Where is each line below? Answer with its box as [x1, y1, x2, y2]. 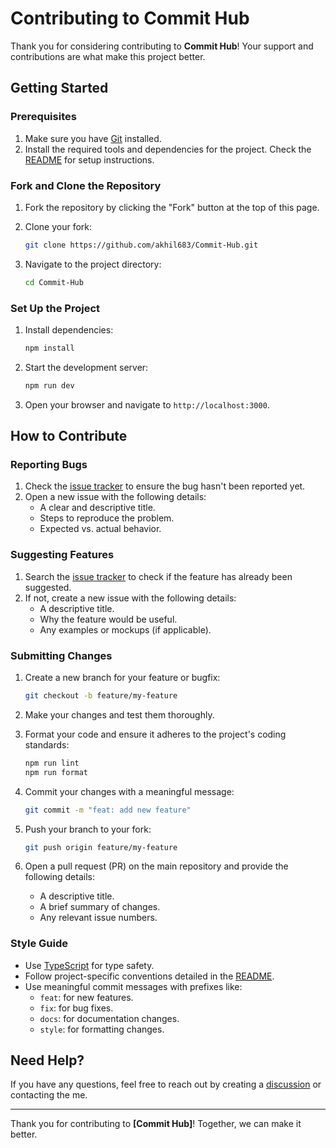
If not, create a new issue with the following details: [24, 592, 237, 604]
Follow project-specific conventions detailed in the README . [24, 970, 275, 982]
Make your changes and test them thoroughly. [24, 708, 215, 721]
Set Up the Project [10, 301, 101, 315]
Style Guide [10, 937, 68, 951]
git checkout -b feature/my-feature [24, 691, 178, 701]
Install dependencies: [24, 323, 114, 336]
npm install [24, 343, 75, 353]
